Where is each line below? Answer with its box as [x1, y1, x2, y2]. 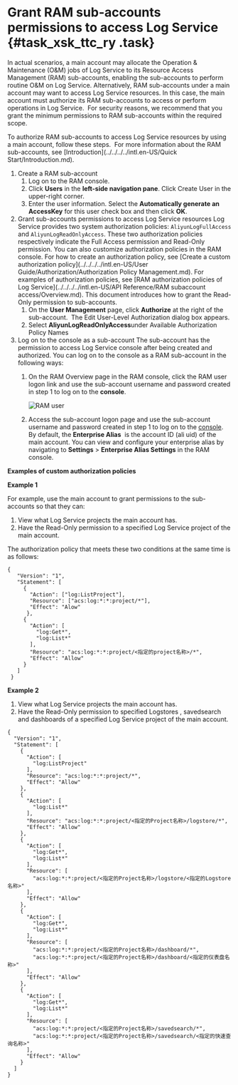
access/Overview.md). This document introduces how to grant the [17, 290, 212, 299]
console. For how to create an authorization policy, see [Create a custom [17, 252, 231, 261]
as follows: [7, 552, 39, 560]
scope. [7, 118, 28, 127]
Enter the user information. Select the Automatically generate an [28, 199, 220, 207]
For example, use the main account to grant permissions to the [7, 494, 190, 503]
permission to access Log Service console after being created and [17, 343, 213, 351]
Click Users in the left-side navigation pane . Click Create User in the [28, 184, 232, 192]
